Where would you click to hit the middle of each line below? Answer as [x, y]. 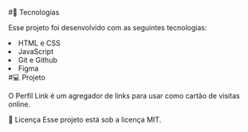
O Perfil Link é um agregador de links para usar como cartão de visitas [124, 96]
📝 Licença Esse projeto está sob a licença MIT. [85, 120]
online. [19, 104]
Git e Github [38, 60]
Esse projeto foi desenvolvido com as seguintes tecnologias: [108, 27]
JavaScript [36, 51]
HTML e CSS [40, 43]
